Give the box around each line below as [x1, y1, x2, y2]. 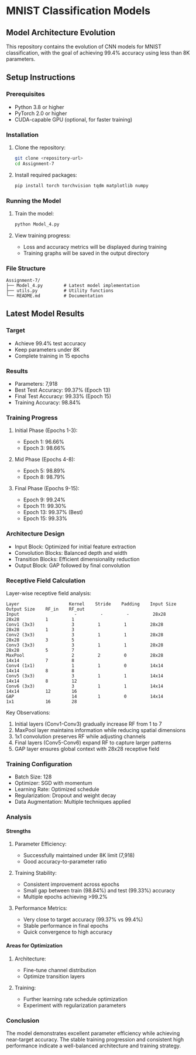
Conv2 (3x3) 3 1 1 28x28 [6, 632, 164, 638]
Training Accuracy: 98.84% [14, 399, 81, 406]
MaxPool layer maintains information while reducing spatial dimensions [14, 726, 186, 733]
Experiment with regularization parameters [23, 1002, 126, 1009]
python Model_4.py [14, 221, 60, 227]
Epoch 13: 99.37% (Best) [23, 509, 83, 516]
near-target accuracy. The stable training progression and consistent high [6, 1036, 184, 1043]
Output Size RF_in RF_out [6, 606, 85, 612]
